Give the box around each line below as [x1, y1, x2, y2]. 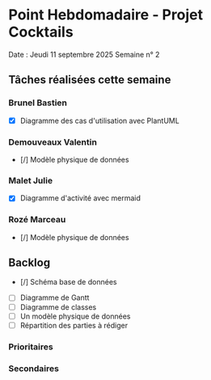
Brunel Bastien [8, 97, 67, 108]
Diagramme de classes [19, 302, 97, 312]
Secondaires [8, 362, 59, 374]
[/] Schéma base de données [19, 277, 117, 287]
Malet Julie [8, 175, 53, 186]
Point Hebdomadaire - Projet [8, 6, 204, 24]
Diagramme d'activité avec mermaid [19, 193, 141, 203]
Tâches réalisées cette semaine [8, 73, 171, 87]
